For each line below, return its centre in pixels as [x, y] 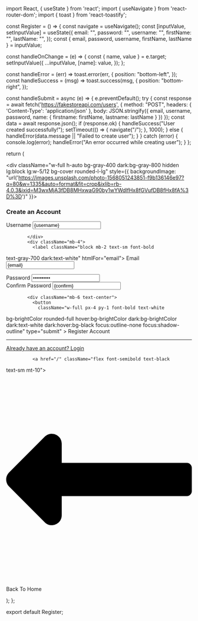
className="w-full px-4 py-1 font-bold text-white [101, 308]
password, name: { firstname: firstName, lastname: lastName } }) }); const [95, 117]
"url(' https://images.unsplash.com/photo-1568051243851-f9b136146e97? [95, 178]
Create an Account [34, 212]
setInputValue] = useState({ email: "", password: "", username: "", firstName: [99, 32]
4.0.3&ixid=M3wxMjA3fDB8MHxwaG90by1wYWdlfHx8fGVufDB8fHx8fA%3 [97, 190]
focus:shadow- [161, 325]
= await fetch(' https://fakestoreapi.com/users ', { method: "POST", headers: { [99, 105]
